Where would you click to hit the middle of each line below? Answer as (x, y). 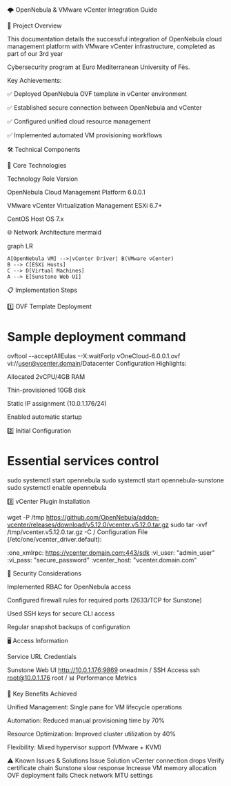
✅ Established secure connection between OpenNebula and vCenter (104, 108)
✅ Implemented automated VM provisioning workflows (85, 135)
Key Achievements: (34, 80)
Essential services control (83, 461)
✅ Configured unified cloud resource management (79, 121)
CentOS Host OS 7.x (36, 219)
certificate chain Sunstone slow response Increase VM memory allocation (112, 767)
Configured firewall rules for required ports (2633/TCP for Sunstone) (104, 600)
